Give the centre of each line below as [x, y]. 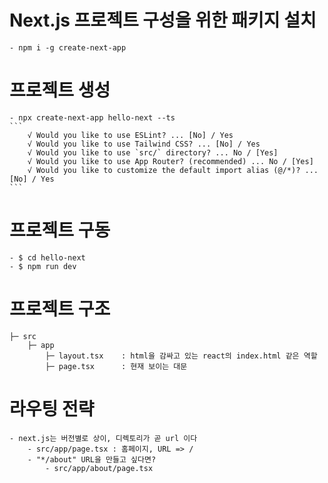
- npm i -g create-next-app [68, 47]
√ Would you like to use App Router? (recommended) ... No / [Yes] [170, 161]
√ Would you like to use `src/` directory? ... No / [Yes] [153, 152]
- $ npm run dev [43, 266]
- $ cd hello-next [47, 257]
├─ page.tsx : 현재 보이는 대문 [116, 366]
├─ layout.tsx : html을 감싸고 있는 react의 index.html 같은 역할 [181, 356]
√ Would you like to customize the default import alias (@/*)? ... [173, 170]
